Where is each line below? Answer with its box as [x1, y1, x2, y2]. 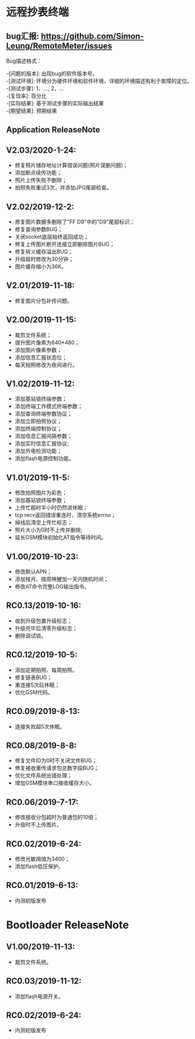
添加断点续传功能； [14, 169, 62, 176]
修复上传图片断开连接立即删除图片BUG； [14, 241, 115, 248]
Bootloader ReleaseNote [6, 918, 129, 932]
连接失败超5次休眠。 [14, 722, 65, 730]
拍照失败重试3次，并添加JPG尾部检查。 [14, 184, 112, 191]
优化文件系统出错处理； [14, 772, 73, 779]
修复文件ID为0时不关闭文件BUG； [14, 757, 97, 764]
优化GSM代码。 [14, 688, 54, 696]
